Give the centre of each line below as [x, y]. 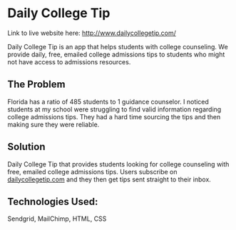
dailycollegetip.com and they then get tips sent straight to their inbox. [109, 179]
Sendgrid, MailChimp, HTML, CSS [57, 219]
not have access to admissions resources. [69, 61]
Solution [26, 147]
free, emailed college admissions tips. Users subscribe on [92, 171]
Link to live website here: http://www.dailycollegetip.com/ [92, 33]
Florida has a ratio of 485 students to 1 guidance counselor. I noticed [108, 101]
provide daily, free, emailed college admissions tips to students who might [116, 54]
